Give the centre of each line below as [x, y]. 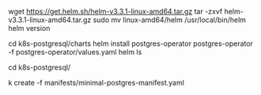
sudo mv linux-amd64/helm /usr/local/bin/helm [170, 20]
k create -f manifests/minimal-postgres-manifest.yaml [96, 83]
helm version [29, 28]
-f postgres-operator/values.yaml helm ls [75, 52]
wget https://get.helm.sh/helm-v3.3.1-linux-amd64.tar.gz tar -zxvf [115, 11]
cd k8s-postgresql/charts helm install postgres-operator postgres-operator [130, 44]
